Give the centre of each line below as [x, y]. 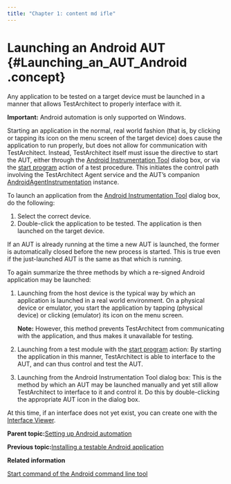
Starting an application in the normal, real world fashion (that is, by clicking [114, 130]
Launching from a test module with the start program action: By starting [119, 349]
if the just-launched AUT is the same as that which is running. [95, 259]
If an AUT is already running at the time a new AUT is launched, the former [113, 244]
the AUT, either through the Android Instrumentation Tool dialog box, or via [113, 160]
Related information [36, 460]
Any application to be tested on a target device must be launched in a [106, 96]
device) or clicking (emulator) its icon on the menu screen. [100, 315]
